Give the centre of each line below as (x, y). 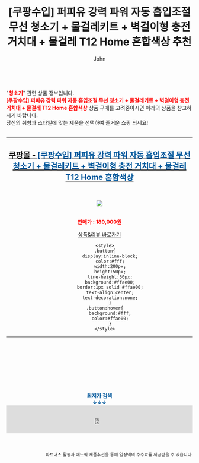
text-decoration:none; (110, 298)
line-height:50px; (110, 277)
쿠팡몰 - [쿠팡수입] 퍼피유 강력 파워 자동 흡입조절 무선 (99, 155)
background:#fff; (110, 313)
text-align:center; (110, 292)
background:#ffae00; (110, 282)
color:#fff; (110, 261)
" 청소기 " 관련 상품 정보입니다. (40, 93)
